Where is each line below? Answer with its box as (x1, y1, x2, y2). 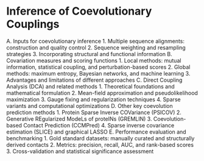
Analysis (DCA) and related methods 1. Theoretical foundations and (6, 82, 175, 90)
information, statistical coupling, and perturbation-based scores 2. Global (6, 63, 191, 71)
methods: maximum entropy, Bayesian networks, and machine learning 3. (6, 70, 191, 77)
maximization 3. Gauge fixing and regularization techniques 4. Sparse (6, 96, 181, 103)
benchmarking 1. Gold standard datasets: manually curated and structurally (6, 134, 195, 141)
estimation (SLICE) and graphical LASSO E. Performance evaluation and (6, 128, 187, 135)
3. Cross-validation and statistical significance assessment (6, 148, 154, 155)
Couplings (6, 17, 60, 31)
